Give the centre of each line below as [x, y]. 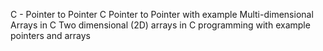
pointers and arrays [51, 35]
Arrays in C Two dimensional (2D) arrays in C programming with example [160, 25]
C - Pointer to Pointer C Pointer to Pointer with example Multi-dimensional [162, 14]
